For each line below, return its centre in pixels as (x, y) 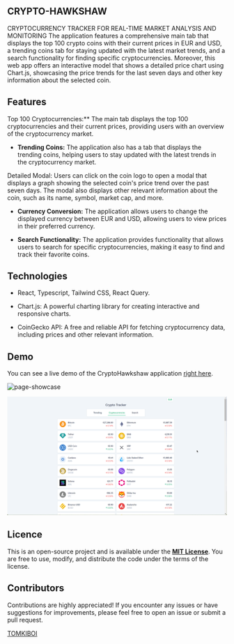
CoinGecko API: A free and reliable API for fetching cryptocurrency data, (121, 328)
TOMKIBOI (22, 633)
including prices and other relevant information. (86, 335)
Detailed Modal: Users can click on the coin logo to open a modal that (107, 175)
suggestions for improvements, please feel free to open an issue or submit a (117, 612)
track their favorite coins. (53, 254)
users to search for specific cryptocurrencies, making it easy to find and (121, 247)
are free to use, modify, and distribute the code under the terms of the (108, 559)
